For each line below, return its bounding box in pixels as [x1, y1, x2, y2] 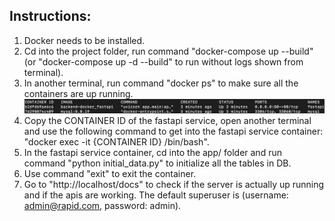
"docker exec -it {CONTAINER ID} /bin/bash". [23, 135, 210, 148]
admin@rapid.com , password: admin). [23, 199, 182, 211]
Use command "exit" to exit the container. [23, 167, 197, 179]
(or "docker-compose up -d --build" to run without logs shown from [23, 55, 304, 68]
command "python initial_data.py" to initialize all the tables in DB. [23, 157, 292, 169]
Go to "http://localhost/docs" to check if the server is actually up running [23, 178, 325, 190]
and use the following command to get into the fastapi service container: [23, 125, 324, 137]
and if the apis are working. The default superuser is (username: [23, 189, 289, 201]
